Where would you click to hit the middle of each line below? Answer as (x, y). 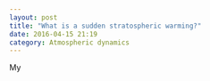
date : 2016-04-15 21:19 (54, 34)
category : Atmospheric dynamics (69, 42)
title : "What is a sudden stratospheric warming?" (105, 26)
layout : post (34, 17)
